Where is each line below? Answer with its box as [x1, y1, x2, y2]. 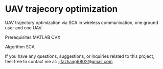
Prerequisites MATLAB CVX [5, 34, 61, 40]
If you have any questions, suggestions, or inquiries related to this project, [5, 53, 155, 59]
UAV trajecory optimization [5, 3, 118, 15]
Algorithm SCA [5, 44, 35, 49]
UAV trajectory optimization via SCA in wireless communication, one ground [5, 20, 158, 25]
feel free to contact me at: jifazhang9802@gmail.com [5, 58, 113, 64]
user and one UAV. [5, 24, 43, 30]
